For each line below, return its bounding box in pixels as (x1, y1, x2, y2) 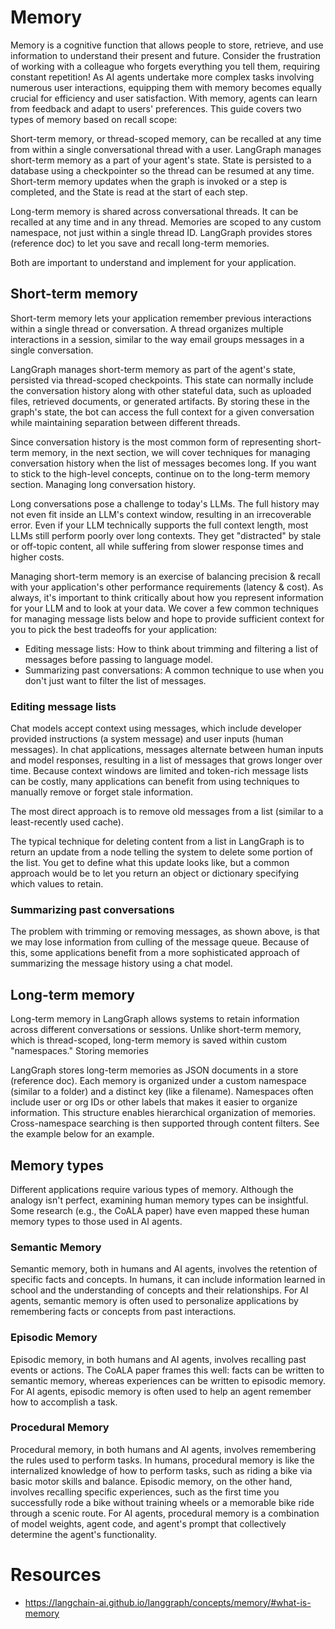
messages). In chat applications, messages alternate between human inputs (10, 744, 324, 756)
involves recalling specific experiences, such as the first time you (10, 1486, 280, 1498)
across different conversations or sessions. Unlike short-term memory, (10, 1024, 302, 1036)
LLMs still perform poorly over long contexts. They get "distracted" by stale (10, 529, 322, 541)
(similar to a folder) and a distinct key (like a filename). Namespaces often (10, 1086, 314, 1098)
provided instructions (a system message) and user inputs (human (10, 733, 284, 745)
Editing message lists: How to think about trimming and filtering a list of (24, 642, 319, 655)
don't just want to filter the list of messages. (24, 674, 207, 686)
